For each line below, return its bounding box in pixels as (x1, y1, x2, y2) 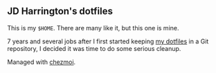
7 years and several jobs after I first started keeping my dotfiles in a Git (7, 37, 209, 45)
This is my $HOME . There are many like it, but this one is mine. (7, 23, 179, 32)
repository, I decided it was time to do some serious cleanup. (7, 44, 181, 52)
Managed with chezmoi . (7, 58, 76, 66)
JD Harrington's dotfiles (7, 6, 113, 17)
